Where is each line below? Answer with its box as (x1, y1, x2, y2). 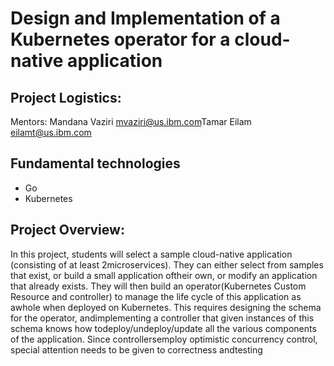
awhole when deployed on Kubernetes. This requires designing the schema (10, 301, 322, 313)
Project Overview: (10, 222, 125, 239)
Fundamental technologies (10, 155, 181, 172)
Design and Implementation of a (10, 7, 281, 30)
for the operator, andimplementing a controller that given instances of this (10, 312, 315, 324)
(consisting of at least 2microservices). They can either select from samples (10, 258, 324, 271)
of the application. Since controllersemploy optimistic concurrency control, (10, 333, 318, 345)
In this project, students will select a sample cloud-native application (10, 248, 293, 260)
